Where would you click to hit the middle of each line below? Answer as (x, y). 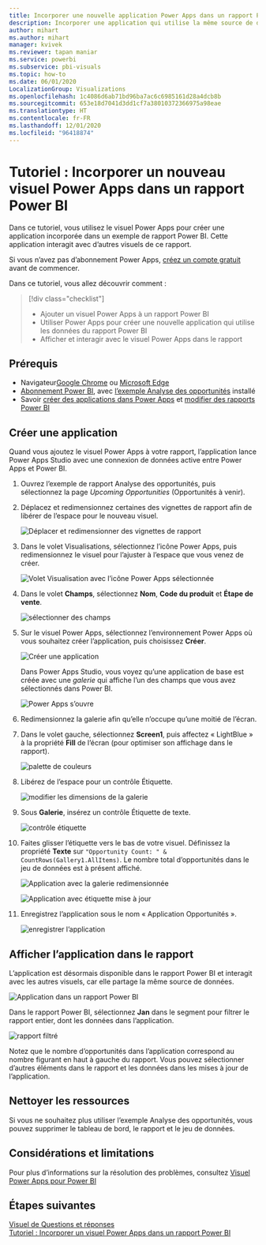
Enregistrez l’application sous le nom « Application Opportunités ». (129, 914)
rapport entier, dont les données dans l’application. (92, 1020)
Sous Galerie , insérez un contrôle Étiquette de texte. (105, 812)
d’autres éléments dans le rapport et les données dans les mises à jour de (129, 1068)
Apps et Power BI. (38, 469)
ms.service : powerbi (43, 60)
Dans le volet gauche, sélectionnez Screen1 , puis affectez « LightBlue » (137, 734)
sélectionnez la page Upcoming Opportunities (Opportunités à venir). (133, 492)
